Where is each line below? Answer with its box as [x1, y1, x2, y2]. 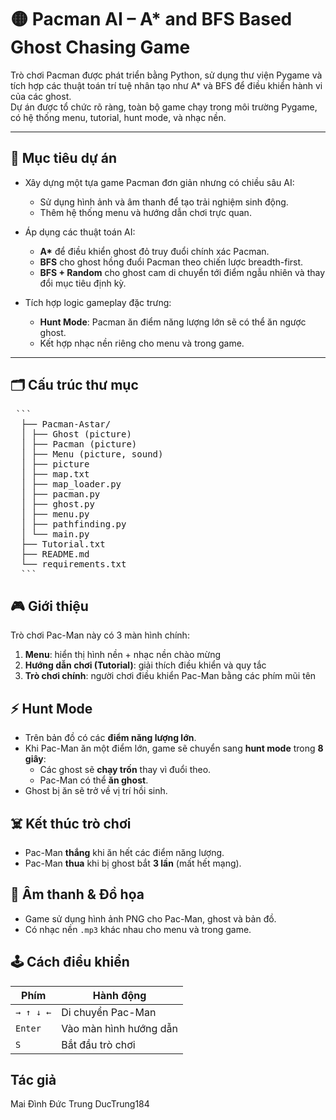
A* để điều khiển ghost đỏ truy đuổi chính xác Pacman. [39, 245, 270, 257]
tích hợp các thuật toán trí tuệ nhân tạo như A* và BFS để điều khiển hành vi [10, 79, 323, 91]
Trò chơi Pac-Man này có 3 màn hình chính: [10, 629, 190, 641]
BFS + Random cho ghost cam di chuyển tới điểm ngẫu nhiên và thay [39, 266, 326, 278]
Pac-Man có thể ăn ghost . [39, 774, 149, 786]
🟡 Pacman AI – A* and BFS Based [10, 8, 293, 31]
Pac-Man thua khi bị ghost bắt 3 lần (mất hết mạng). [24, 857, 242, 869]
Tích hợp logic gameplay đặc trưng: [24, 296, 172, 308]
